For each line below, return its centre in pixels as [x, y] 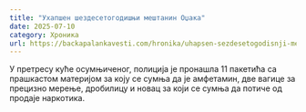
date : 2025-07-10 [42, 26]
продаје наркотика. [47, 98]
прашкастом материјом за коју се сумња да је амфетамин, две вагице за [153, 79]
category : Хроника [44, 35]
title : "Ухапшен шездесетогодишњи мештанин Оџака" [107, 18]
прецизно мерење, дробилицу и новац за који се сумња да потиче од [146, 88]
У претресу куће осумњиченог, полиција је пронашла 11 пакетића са [143, 69]
